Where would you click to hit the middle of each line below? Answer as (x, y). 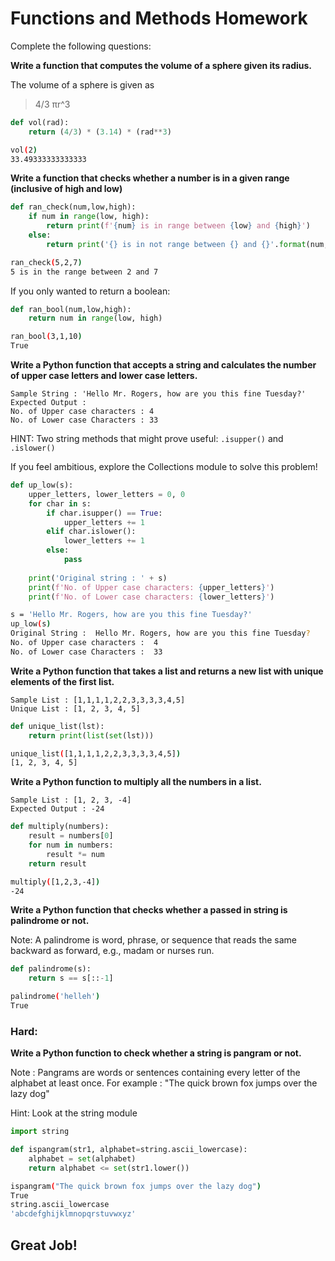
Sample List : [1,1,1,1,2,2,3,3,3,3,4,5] (98, 700)
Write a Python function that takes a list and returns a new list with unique (167, 671)
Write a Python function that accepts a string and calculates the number (163, 365)
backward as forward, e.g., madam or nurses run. (112, 951)
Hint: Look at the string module (74, 1113)
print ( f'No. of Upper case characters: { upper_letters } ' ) (151, 587)
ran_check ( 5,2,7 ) (46, 262)
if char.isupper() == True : (104, 513)
